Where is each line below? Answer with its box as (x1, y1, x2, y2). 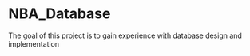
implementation (8, 39, 60, 48)
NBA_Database (8, 5, 111, 23)
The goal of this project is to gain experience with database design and (8, 31, 242, 40)
